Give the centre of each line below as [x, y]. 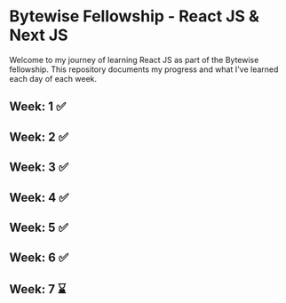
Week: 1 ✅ [38, 107]
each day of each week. [53, 78]
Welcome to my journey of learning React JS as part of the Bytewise [134, 60]
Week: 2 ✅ [39, 136]
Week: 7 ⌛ [38, 289]
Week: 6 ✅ [39, 258]
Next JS [39, 35]
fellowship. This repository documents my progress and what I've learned [144, 69]
